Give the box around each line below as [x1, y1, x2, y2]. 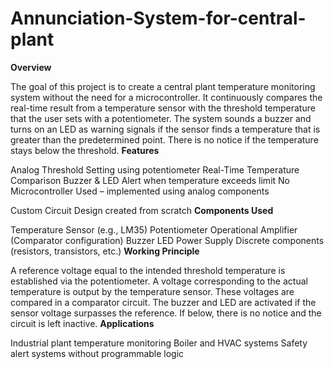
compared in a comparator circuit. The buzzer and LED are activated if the [10, 296, 317, 308]
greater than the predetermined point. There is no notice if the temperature [10, 133, 319, 146]
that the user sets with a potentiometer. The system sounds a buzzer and [10, 112, 312, 124]
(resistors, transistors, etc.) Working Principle [10, 245, 200, 257]
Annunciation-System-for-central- [10, 7, 307, 30]
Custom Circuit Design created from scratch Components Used [10, 204, 274, 216]
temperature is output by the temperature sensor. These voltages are [10, 285, 295, 297]
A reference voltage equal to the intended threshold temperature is [10, 264, 286, 276]
